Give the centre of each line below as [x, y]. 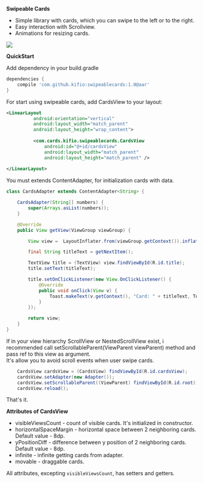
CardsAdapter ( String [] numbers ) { [60, 203]
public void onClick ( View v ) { [78, 290]
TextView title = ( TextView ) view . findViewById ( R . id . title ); [107, 263]
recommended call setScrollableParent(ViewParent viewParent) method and [101, 347]
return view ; [44, 318]
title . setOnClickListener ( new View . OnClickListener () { [100, 280]
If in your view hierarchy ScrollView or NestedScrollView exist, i [85, 341]
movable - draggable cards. [50, 462]
